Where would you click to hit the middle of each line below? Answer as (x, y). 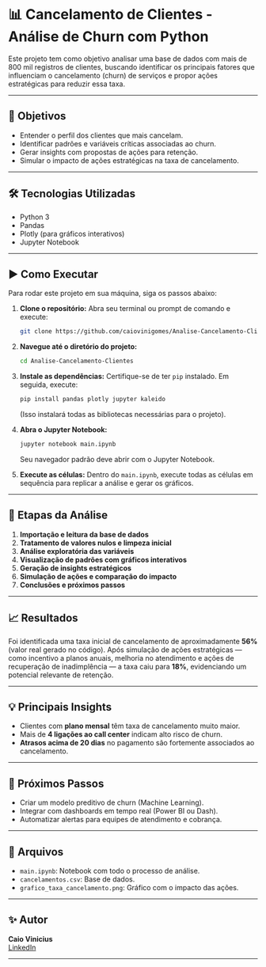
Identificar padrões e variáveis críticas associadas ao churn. (118, 143)
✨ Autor (28, 920)
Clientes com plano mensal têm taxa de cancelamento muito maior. (130, 726)
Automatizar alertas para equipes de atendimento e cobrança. (121, 820)
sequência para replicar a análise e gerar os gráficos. (106, 483)
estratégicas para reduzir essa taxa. (66, 84)
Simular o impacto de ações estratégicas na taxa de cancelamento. (129, 160)
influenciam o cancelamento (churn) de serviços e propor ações (113, 75)
